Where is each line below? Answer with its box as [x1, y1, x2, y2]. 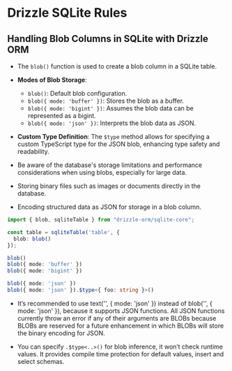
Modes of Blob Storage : [17, 75, 87, 84]
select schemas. [17, 357, 65, 365]
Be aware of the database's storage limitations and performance [17, 161, 203, 169]
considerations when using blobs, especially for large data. [17, 168, 187, 176]
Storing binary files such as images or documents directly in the [17, 182, 201, 190]
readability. [17, 147, 50, 155]
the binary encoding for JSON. [17, 328, 106, 337]
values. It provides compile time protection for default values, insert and [17, 349, 224, 358]
